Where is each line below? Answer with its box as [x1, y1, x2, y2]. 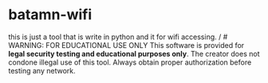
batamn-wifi [8, 6, 93, 24]
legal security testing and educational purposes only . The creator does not [8, 49, 260, 58]
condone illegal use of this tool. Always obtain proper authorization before [8, 57, 252, 67]
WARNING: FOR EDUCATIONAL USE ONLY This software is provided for [8, 40, 245, 49]
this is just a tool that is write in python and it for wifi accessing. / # [8, 32, 228, 41]
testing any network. [8, 65, 76, 75]
